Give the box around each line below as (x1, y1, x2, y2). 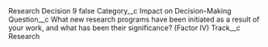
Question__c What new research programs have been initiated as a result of (8, 14, 260, 24)
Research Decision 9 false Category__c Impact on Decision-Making (8, 6, 232, 15)
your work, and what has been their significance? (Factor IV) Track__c (8, 23, 241, 33)
